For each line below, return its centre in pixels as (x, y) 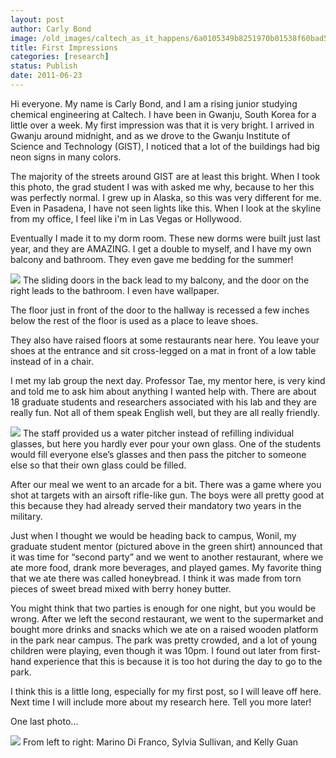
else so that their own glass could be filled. (98, 465)
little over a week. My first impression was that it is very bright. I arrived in (162, 125)
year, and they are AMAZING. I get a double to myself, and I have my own (161, 248)
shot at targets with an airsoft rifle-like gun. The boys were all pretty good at (167, 495)
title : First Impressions (64, 47)
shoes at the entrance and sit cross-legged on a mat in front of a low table (163, 350)
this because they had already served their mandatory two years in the (156, 505)
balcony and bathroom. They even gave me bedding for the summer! (152, 259)
